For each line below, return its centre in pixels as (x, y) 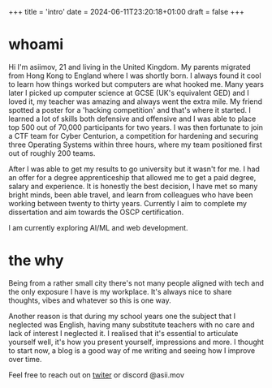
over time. (25, 359)
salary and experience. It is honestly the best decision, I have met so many (133, 186)
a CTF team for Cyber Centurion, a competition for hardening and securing (134, 136)
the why (36, 261)
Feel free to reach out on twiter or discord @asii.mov (97, 375)
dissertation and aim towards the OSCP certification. (96, 212)
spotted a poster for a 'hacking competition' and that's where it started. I (130, 110)
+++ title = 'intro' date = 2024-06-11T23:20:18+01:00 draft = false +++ (127, 12)
